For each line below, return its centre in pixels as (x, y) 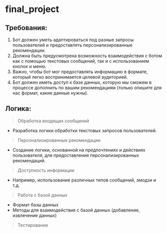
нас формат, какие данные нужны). (50, 93)
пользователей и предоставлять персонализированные (72, 45)
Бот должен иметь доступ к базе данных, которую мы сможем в (82, 82)
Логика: (18, 109)
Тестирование (33, 225)
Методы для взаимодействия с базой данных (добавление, (76, 210)
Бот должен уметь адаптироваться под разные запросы (73, 40)
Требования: (26, 28)
